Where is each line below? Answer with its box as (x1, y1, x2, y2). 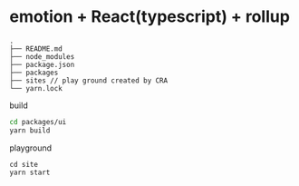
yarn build (9, 125, 51, 135)
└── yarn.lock (9, 83, 63, 93)
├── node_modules (9, 52, 75, 61)
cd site (9, 160, 39, 169)
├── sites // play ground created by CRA (9, 75, 169, 85)
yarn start (9, 168, 51, 177)
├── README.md (9, 44, 63, 54)
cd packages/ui (9, 117, 67, 126)
